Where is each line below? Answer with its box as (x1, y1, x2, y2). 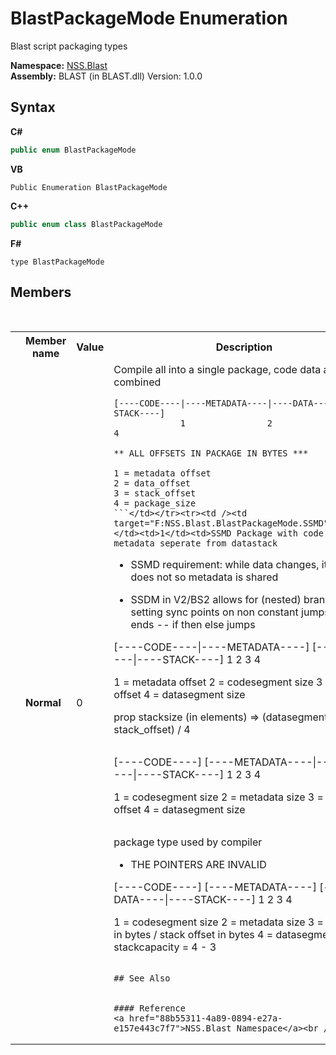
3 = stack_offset (113, 488, 197, 499)
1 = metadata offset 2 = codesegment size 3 (113, 675, 323, 689)
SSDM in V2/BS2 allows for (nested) (130, 593, 302, 607)
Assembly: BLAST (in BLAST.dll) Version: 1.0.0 (10, 70, 203, 82)
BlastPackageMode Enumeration (10, 7, 288, 30)
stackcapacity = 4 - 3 (113, 940, 217, 954)
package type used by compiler (113, 835, 263, 849)
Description (215, 340, 273, 354)
